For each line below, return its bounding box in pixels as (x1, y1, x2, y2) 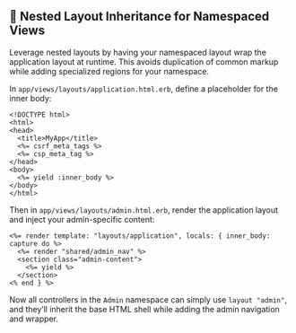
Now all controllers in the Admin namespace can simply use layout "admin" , (9, 294, 287, 305)
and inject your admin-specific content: (9, 214, 155, 224)
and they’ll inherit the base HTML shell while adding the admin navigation (9, 303, 280, 314)
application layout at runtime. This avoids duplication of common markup (9, 56, 279, 67)
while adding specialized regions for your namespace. (9, 66, 209, 76)
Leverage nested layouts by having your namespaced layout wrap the (9, 47, 267, 57)
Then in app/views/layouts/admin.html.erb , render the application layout (9, 204, 278, 215)
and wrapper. (9, 313, 58, 324)
